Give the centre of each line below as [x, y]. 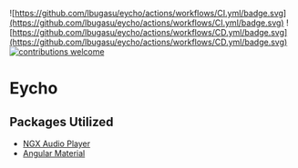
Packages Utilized [62, 122]
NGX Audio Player [57, 143]
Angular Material [54, 153]
